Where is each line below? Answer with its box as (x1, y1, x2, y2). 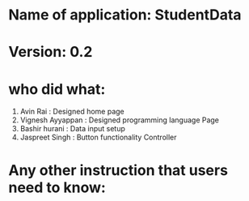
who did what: (8, 79, 106, 98)
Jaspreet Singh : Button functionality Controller (19, 132, 177, 143)
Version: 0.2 (8, 43, 93, 62)
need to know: (8, 178, 107, 196)
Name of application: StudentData (8, 6, 242, 24)
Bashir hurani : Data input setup (19, 124, 125, 134)
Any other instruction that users (8, 160, 229, 179)
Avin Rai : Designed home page (19, 107, 125, 117)
